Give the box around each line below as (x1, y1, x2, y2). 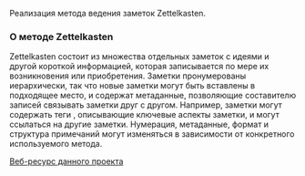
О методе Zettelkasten (9, 30, 114, 43)
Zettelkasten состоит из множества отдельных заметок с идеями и (9, 51, 269, 62)
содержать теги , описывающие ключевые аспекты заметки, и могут (9, 109, 280, 120)
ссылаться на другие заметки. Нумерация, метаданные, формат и (9, 119, 269, 130)
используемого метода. (9, 139, 103, 150)
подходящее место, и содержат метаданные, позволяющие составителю (9, 90, 297, 101)
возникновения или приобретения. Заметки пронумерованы (9, 70, 247, 81)
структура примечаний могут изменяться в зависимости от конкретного (9, 129, 295, 140)
